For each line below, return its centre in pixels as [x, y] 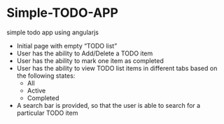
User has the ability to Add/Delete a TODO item [85, 53]
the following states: [46, 76]
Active [36, 90]
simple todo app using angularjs [53, 32]
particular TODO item [47, 113]
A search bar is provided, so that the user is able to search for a [108, 105]
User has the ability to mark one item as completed [90, 60]
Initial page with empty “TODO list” [67, 46]
